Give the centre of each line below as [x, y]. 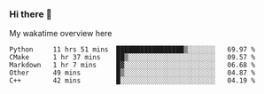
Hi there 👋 [31, 14]
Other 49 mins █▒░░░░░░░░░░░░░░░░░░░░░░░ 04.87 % [132, 73]
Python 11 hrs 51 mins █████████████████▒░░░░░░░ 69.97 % [132, 50]
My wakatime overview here [61, 34]
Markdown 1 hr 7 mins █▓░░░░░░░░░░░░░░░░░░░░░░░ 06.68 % [132, 66]
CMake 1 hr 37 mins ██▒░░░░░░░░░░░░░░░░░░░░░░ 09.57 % [132, 58]
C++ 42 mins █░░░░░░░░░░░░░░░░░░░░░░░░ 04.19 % [132, 81]
